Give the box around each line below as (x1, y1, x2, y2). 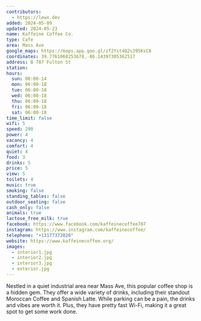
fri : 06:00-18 (11, 103, 47, 110)
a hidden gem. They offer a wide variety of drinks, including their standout (6, 289, 190, 296)
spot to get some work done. (6, 308, 78, 315)
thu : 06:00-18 (11, 98, 47, 104)
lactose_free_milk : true (6, 216, 68, 222)
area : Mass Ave (6, 43, 44, 49)
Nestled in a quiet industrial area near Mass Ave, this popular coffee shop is (6, 282, 193, 289)
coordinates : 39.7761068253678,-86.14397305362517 (6, 53, 136, 60)
